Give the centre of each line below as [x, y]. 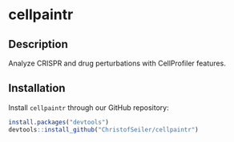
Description [38, 44]
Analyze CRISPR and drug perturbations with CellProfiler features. [117, 63]
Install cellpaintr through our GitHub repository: [89, 107]
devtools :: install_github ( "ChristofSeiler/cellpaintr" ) [103, 129]
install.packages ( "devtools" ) [59, 122]
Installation [37, 88]
